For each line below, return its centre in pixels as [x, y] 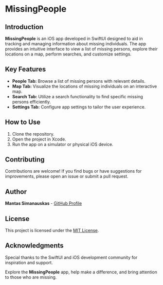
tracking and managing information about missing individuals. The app [76, 44]
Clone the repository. [33, 134]
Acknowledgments [35, 246]
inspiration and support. [29, 262]
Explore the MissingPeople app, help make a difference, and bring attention [81, 272]
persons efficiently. [31, 102]
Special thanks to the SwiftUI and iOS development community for [71, 257]
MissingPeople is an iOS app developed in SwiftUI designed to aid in [74, 38]
